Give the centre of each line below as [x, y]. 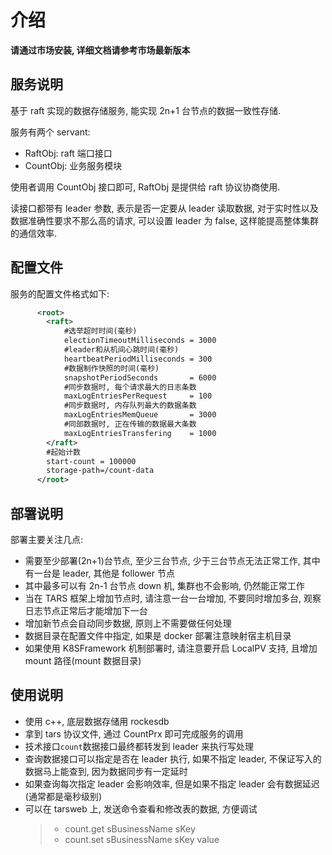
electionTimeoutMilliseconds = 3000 [140, 341]
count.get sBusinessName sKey [130, 828]
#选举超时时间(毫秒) [100, 331]
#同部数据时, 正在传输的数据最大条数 [130, 424]
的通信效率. [34, 233]
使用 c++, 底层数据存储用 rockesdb [97, 721]
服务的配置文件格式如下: [60, 293]
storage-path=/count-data [100, 471]
